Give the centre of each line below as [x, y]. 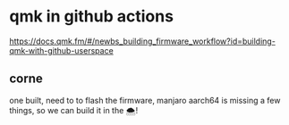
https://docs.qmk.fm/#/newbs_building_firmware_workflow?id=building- [142, 41]
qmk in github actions [92, 17]
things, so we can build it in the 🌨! [74, 110]
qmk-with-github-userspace [61, 50]
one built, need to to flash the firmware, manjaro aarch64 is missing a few [145, 100]
